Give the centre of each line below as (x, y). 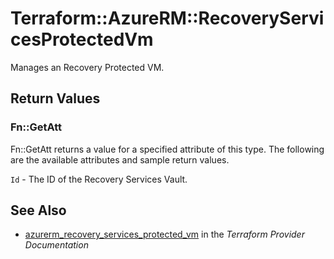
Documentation (56, 245)
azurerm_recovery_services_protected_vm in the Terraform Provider (164, 234)
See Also (38, 210)
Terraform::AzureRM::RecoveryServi (167, 18)
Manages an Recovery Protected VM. (87, 67)
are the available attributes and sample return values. (120, 159)
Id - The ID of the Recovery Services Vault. (99, 179)
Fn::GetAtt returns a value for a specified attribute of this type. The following (167, 149)
